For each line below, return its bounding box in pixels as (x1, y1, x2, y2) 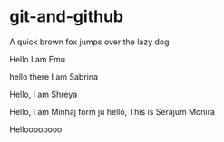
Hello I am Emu (9, 53, 66, 64)
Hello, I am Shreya (9, 89, 78, 99)
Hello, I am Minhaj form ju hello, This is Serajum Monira (9, 106, 216, 117)
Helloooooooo (9, 124, 63, 135)
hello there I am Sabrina (9, 71, 98, 82)
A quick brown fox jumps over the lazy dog (9, 36, 170, 47)
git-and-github (9, 6, 124, 27)
